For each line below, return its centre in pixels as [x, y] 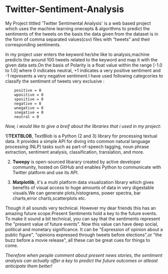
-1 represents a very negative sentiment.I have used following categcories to [84, 76]
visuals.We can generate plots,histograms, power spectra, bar [77, 193]
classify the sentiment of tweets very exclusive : [55, 81]
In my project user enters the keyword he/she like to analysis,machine [77, 54]
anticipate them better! [29, 266]
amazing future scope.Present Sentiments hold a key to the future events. [81, 213]
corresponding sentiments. [33, 44]
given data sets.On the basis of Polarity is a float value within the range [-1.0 [84, 65]
